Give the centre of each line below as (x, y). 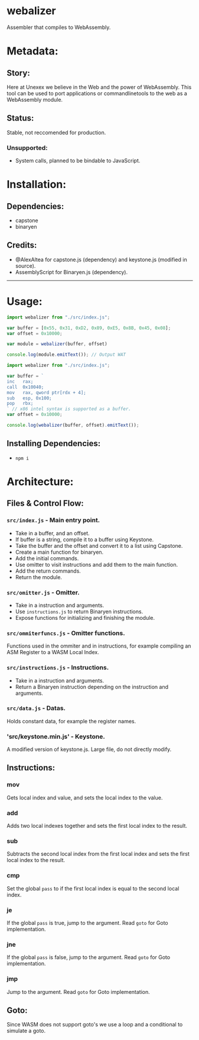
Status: (20, 118)
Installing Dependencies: (54, 443)
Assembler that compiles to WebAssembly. (59, 27)
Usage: (25, 302)
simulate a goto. (26, 1031)
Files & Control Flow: (45, 503)
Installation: (37, 185)
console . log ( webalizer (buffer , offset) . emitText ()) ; (73, 425)
